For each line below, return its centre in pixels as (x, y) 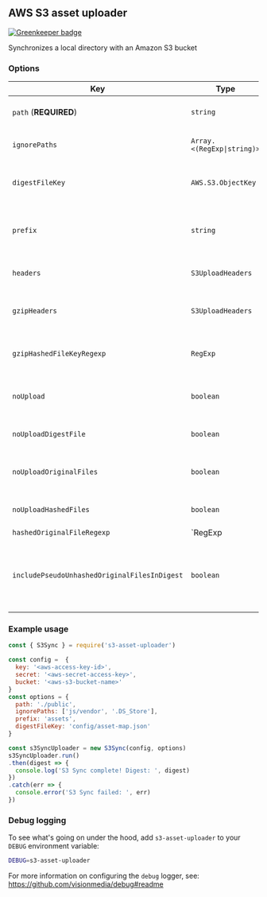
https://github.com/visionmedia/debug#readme (86, 884)
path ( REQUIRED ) (45, 112)
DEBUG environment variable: (54, 846)
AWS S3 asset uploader (68, 13)
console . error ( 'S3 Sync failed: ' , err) (83, 793)
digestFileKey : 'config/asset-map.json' (83, 727)
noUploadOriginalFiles (55, 472)
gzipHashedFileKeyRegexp (59, 354)
